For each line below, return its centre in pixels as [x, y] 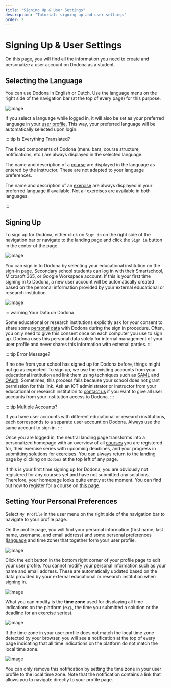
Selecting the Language [44, 81]
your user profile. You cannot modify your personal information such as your [86, 565]
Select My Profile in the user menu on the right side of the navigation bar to [85, 514]
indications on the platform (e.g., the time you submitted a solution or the [82, 607]
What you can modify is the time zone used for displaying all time [74, 602]
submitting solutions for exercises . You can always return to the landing [80, 454]
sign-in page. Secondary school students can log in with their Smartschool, [84, 271]
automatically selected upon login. [41, 129]
